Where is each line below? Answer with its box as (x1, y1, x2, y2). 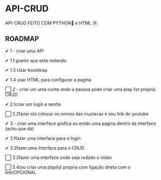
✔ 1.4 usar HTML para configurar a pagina (5, 76, 92, 82)
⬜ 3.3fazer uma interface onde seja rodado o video (5, 154, 112, 160)
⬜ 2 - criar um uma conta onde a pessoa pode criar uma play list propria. (5, 86, 157, 92)
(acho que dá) (5, 125, 34, 131)
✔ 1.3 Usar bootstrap (5, 67, 48, 73)
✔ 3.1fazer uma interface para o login (5, 135, 81, 141)
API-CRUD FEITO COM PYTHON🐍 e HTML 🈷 (5, 20, 98, 26)
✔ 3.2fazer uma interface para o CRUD (5, 145, 85, 151)
